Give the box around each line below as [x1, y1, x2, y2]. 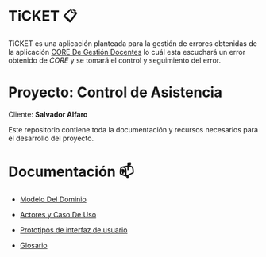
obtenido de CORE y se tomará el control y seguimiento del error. [8, 56, 221, 65]
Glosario [19, 240, 48, 250]
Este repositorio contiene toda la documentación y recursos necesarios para [8, 125, 259, 134]
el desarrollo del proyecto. [8, 133, 94, 143]
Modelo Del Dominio [19, 194, 87, 204]
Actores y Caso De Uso [19, 209, 97, 219]
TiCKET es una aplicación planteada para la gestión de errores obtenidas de [8, 38, 258, 48]
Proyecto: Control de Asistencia [8, 83, 222, 102]
